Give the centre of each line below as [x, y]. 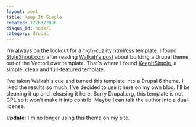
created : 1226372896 [32, 23]
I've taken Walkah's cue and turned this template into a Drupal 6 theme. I [95, 81]
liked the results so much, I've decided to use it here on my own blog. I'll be [98, 87]
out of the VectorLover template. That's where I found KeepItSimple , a [91, 63]
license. [16, 106]
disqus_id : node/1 [29, 28]
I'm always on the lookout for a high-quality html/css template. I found [91, 50]
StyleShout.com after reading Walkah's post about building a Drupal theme [97, 57]
